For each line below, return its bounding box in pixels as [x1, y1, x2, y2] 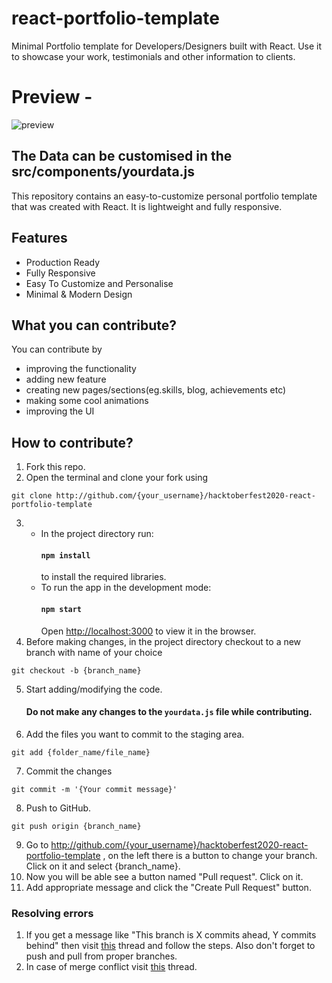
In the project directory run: [40, 528, 154, 540]
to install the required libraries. [40, 571, 167, 583]
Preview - [11, 86, 93, 109]
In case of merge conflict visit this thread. [25, 961, 198, 973]
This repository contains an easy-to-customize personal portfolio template [11, 190, 318, 202]
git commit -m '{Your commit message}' [11, 784, 178, 794]
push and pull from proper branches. [25, 950, 178, 962]
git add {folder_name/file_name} [11, 747, 151, 757]
